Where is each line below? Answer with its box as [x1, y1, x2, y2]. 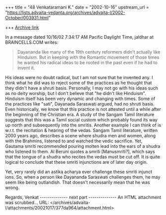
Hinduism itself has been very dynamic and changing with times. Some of [5, 96, 156, 102]
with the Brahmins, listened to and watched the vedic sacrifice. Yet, [5, 138, 143, 144]
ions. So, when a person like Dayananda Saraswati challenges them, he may [5, 174, 161, 180]
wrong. [5, 185, 20, 191]
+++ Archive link [5, 24, 39, 30]
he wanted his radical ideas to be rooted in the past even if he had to [17, 60, 158, 65]
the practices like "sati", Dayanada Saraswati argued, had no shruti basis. [5, 101, 155, 107]
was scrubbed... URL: [5, 200, 49, 206]
